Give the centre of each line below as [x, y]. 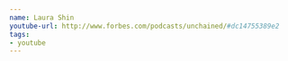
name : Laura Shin [42, 17]
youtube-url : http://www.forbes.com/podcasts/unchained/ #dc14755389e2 [144, 26]
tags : [19, 34]
